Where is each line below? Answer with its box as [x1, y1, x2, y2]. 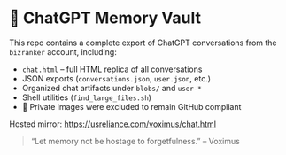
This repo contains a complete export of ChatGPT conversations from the [9, 37, 277, 48]
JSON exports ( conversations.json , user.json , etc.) [21, 73, 211, 83]
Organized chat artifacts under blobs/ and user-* [21, 82, 202, 93]
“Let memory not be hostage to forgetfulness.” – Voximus [30, 136, 241, 146]
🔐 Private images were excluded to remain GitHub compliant [21, 101, 242, 112]
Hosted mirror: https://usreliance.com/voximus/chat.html [9, 119, 217, 129]
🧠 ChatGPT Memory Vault [9, 8, 202, 28]
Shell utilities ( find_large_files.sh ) [21, 92, 152, 103]
